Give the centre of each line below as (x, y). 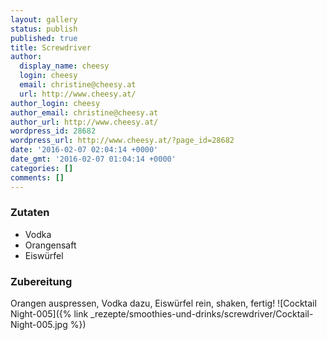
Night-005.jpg (39, 325)
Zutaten (30, 213)
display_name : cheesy (64, 66)
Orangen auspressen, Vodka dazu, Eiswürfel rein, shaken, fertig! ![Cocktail (163, 303)
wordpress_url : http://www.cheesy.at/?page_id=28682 (122, 141)
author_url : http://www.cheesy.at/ (84, 122)
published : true (44, 38)
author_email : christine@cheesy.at (84, 112)
